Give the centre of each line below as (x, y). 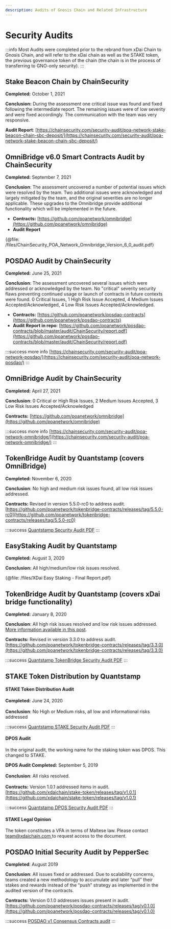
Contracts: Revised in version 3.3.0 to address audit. (61, 640)
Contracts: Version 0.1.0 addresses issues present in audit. (67, 900)
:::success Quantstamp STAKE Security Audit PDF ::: (60, 727)
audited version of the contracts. (40, 891)
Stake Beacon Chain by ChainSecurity (67, 81)
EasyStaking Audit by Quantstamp (61, 546)
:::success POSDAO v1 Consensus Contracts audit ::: (60, 921)
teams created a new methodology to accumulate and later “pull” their (79, 880)
